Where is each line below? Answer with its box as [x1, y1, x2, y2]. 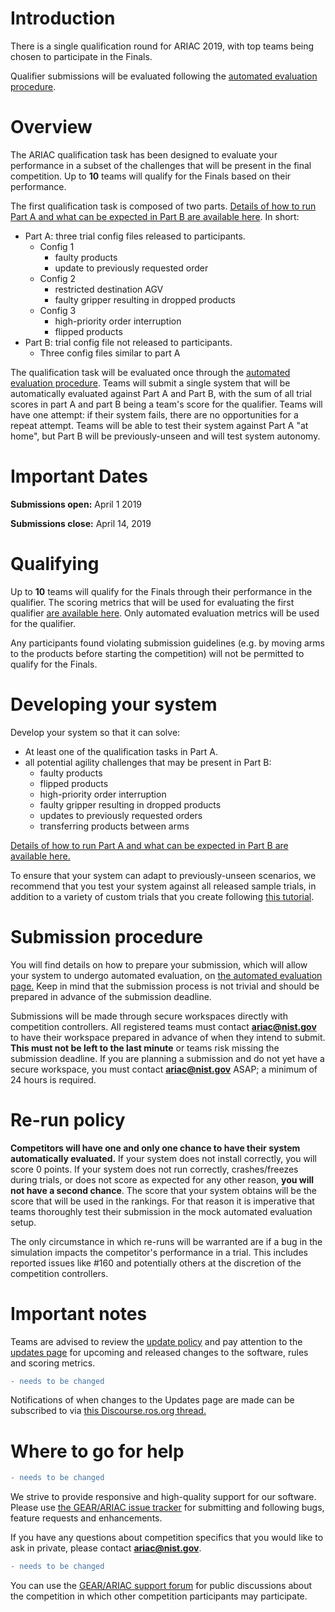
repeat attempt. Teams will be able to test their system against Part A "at [10, 419, 309, 431]
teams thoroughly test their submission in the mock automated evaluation [10, 1205, 313, 1217]
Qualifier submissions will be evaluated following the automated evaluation [10, 70, 318, 82]
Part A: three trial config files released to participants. [24, 230, 246, 242]
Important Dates [10, 465, 148, 488]
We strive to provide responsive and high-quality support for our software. [10, 1491, 317, 1503]
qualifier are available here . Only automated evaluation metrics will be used [10, 607, 320, 619]
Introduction [10, 7, 116, 30]
